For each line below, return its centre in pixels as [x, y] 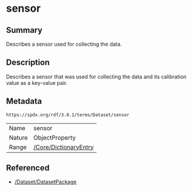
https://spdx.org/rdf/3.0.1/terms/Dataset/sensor [68, 115]
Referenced [28, 168]
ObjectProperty [54, 138]
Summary [24, 30]
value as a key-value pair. [37, 83]
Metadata [24, 101]
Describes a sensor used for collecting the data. [64, 44]
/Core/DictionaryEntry [64, 147]
